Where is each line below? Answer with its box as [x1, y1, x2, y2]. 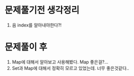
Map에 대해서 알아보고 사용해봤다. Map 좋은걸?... [11, 58, 108, 65]
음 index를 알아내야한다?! [11, 22, 62, 28]
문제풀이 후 [4, 41, 47, 53]
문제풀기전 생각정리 [4, 4, 79, 16]
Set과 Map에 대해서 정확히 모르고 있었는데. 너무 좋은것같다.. [11, 65, 129, 71]
